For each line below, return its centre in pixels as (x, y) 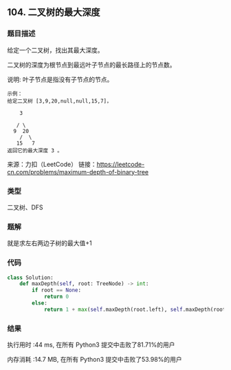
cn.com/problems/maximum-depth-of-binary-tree (78, 172)
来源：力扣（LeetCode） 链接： (52, 164)
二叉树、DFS (25, 207)
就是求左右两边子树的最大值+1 (49, 243)
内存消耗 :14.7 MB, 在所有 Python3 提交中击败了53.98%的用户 (95, 360)
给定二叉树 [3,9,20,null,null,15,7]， (59, 101)
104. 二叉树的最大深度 (54, 12)
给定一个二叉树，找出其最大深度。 (55, 50)
